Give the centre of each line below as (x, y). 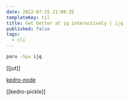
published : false (28, 29)
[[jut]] (14, 68)
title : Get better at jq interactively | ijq (64, 23)
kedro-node (21, 80)
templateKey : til (28, 18)
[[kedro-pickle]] (26, 91)
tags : (13, 34)
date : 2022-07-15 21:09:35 (40, 12)
